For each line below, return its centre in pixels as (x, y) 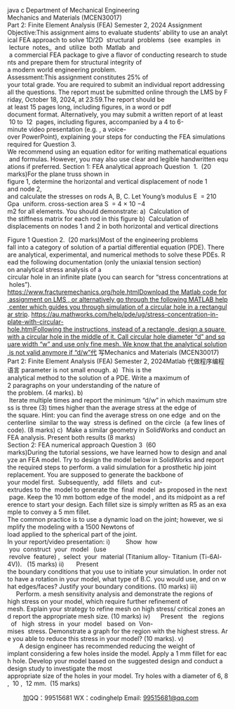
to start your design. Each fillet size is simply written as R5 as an (122, 505)
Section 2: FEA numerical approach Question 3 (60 (82, 445)
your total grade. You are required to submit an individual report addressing (116, 85)
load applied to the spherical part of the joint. (73, 534)
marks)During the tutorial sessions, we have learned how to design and (110, 452)
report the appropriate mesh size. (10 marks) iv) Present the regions (119, 616)
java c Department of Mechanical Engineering (74, 10)
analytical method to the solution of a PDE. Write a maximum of (99, 378)
